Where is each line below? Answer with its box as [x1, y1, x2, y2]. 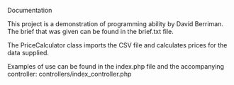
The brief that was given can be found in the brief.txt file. [7, 28, 174, 35]
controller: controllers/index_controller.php [7, 70, 132, 78]
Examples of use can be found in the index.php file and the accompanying [7, 62, 225, 70]
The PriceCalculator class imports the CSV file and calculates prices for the [7, 41, 228, 49]
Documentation [7, 6, 52, 14]
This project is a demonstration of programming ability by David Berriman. [7, 20, 223, 28]
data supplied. [7, 49, 50, 57]
